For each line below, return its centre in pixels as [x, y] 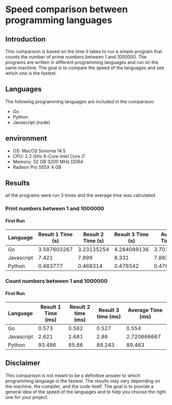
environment [26, 138]
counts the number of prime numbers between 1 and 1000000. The [76, 57]
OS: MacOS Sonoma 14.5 [39, 151]
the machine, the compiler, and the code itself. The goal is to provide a [80, 386]
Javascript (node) [31, 122]
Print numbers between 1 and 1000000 [55, 209]
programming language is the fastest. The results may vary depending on [83, 381]
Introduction [26, 39]
